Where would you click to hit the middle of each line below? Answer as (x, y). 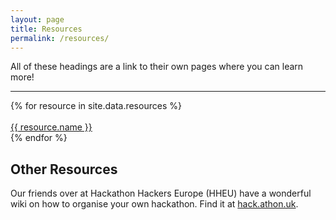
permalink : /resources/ (60, 38)
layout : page (37, 19)
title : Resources (46, 29)
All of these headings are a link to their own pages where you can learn (157, 67)
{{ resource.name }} (51, 127)
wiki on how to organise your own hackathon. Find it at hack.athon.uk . (154, 204)
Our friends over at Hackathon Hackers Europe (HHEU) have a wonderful (161, 193)
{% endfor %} (39, 138)
